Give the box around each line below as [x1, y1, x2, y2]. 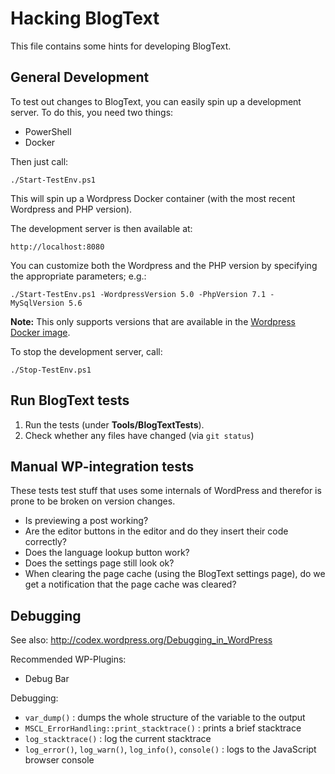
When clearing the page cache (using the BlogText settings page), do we [24, 568, 326, 580]
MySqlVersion [10, 298, 65, 308]
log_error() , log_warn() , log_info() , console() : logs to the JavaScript [24, 743, 317, 756]
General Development [10, 69, 150, 86]
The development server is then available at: [10, 222, 193, 234]
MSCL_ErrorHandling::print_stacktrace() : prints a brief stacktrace [24, 722, 302, 734]
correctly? [24, 536, 67, 548]
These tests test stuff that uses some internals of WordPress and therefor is [10, 485, 322, 497]
